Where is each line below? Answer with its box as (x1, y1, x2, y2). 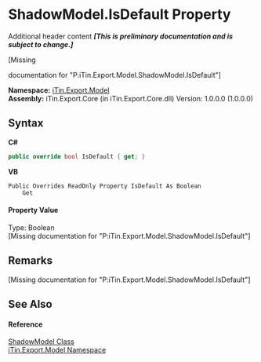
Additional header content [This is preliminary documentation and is (8, 31, 234, 41)
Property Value (8, 206, 59, 215)
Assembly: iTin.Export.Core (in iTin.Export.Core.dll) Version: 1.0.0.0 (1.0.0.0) (8, 93, 253, 103)
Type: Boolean (8, 222, 55, 232)
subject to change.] (8, 39, 74, 49)
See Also (8, 298, 53, 311)
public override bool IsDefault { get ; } (8, 152, 146, 160)
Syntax (8, 116, 44, 130)
